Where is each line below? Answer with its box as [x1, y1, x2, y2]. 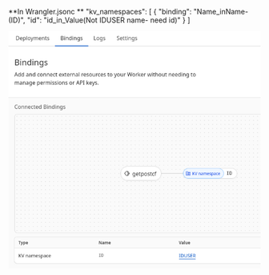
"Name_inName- [193, 7, 249, 16]
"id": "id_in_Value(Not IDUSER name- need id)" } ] [26, 15, 191, 25]
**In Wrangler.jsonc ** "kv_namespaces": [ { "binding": [8, 7, 192, 16]
